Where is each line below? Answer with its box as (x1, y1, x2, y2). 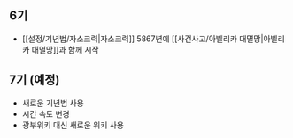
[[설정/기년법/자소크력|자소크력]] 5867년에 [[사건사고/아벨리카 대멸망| (21, 33, 264, 44)
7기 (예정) (9, 73, 60, 88)
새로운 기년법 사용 (21, 98, 84, 108)
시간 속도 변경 (21, 108, 70, 119)
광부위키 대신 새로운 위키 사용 (21, 120, 124, 130)
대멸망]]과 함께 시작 (31, 44, 99, 54)
